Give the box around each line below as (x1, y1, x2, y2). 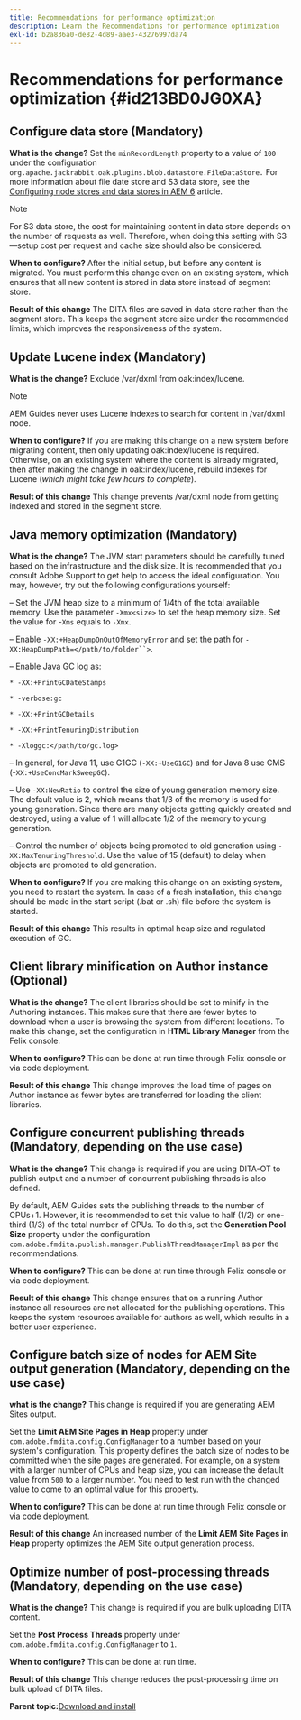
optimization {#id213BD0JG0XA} (9, 88, 263, 108)
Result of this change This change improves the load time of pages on (9, 1079, 272, 1090)
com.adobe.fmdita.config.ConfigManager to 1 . (9, 1639, 178, 1650)
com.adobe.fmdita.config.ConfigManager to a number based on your (9, 1436, 261, 1447)
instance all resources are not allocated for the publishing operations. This (9, 1301, 286, 1313)
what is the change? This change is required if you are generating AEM (9, 1400, 275, 1410)
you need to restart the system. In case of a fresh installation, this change (9, 886, 282, 897)
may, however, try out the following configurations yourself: (9, 579, 231, 590)
